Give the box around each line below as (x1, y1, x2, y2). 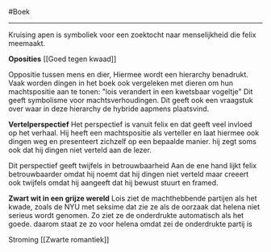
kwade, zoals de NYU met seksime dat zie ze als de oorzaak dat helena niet (8, 202, 261, 212)
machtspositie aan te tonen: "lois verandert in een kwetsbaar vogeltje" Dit (8, 87, 253, 96)
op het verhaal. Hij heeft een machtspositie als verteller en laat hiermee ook (8, 128, 260, 138)
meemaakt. (8, 39, 46, 48)
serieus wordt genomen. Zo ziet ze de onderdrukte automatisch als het (8, 211, 244, 220)
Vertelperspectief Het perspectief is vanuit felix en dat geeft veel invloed (8, 120, 252, 129)
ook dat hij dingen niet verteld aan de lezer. (8, 145, 152, 155)
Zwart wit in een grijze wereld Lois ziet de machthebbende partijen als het (8, 193, 257, 203)
